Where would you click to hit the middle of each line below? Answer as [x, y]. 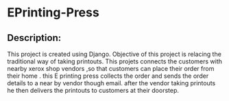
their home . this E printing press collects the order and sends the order [108, 76]
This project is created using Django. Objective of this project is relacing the [114, 54]
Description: [34, 38]
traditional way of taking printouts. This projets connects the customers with [115, 61]
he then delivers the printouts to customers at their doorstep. [93, 90]
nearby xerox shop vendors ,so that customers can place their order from [111, 69]
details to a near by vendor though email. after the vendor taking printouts [111, 83]
